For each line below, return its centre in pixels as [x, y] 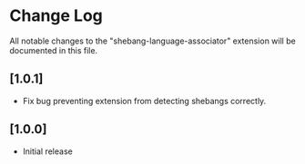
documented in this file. [54, 50]
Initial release [47, 151]
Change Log [56, 16]
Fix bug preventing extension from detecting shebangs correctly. [144, 101]
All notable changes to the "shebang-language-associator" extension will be [152, 41]
